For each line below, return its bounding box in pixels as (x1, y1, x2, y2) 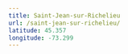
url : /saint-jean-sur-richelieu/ (8, 19, 121, 27)
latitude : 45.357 (8, 26, 67, 34)
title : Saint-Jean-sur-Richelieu (8, 11, 121, 20)
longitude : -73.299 (8, 33, 74, 42)
